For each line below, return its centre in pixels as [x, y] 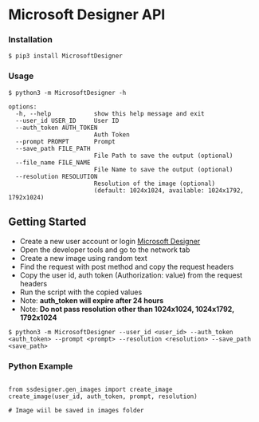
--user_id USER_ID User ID [67, 120]
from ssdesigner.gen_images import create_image [90, 389]
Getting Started [47, 222]
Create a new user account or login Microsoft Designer [110, 241]
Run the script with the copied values [81, 292]
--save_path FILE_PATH [53, 148]
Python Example [41, 366]
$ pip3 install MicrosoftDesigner [66, 56]
